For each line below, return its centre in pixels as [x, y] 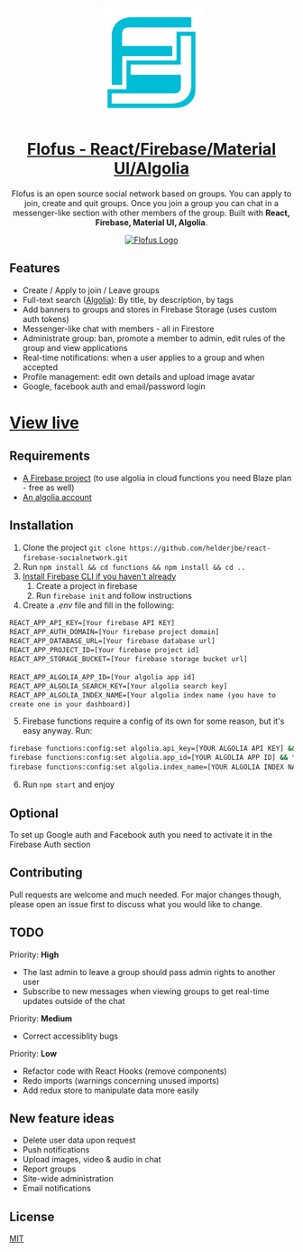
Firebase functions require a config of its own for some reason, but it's [153, 721]
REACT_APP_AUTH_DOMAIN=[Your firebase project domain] [115, 631]
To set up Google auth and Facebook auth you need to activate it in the [141, 835]
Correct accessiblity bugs [70, 1036]
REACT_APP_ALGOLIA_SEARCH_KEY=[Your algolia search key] [119, 686]
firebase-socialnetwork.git [75, 558]
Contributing [46, 873]
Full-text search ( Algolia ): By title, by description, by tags [128, 299]
